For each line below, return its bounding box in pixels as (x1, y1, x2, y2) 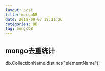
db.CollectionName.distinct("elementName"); (5, 60, 100, 66)
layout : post (5, 7, 33, 13)
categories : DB (5, 21, 38, 27)
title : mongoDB (5, 12, 38, 17)
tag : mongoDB (5, 26, 33, 31)
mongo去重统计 (5, 46, 55, 55)
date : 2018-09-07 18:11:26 (5, 17, 63, 22)
